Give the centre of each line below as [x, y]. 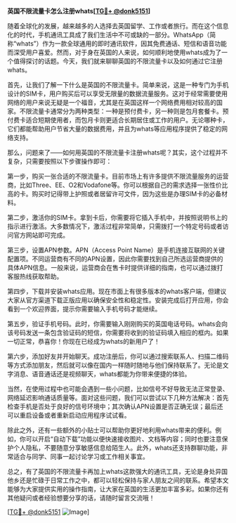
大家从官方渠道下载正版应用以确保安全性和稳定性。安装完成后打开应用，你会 [118, 300]
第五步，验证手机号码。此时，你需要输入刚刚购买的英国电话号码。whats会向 [118, 324]
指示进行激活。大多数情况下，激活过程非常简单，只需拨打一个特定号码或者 [115, 226]
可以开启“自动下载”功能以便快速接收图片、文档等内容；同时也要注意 [124, 439]
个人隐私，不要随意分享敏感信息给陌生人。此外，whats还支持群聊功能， [117, 448]
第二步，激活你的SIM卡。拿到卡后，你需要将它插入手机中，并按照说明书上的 [118, 218]
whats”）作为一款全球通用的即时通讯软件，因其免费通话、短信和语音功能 [122, 44]
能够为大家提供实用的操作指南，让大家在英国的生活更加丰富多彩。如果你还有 [118, 489]
